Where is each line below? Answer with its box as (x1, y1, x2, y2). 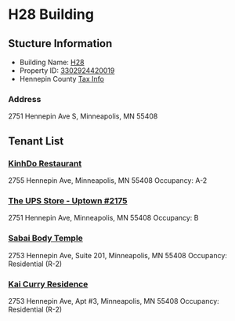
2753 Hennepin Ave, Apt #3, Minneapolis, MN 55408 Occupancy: (8, 296, 219, 305)
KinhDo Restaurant (8, 158, 82, 169)
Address (8, 93, 42, 104)
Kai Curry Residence (8, 279, 89, 290)
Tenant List (8, 134, 64, 148)
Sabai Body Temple (8, 233, 84, 244)
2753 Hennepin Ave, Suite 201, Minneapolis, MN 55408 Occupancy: (8, 250, 227, 260)
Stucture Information (8, 37, 113, 50)
